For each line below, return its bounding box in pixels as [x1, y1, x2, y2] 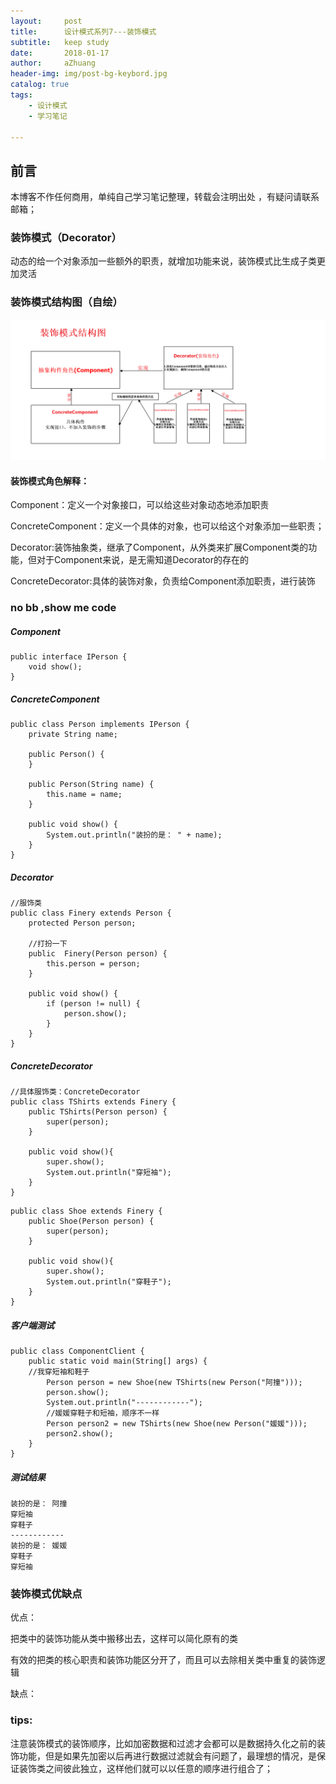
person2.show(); [46, 1429, 114, 1439]
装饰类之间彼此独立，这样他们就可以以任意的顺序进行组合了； [18, 1762, 273, 1774]
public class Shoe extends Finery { [10, 1206, 163, 1217]
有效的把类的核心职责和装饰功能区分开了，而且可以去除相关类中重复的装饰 [10, 1654, 317, 1666]
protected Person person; [28, 918, 137, 929]
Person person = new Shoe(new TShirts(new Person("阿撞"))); [46, 1378, 303, 1388]
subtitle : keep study [10, 37, 110, 47]
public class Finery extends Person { [10, 908, 172, 919]
